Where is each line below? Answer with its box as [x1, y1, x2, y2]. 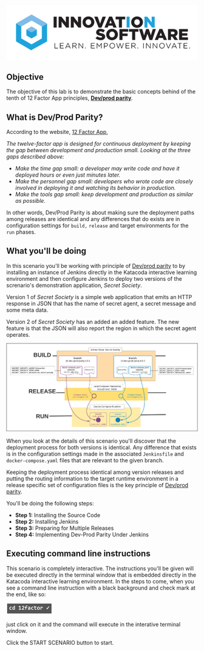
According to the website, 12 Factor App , [6, 128, 108, 136]
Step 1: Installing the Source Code [15, 511, 101, 519]
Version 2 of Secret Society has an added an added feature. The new [6, 318, 179, 325]
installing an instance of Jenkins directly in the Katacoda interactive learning [6, 269, 197, 276]
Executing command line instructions [6, 549, 151, 559]
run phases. [6, 228, 36, 236]
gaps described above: [6, 153, 65, 160]
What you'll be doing [6, 246, 87, 256]
